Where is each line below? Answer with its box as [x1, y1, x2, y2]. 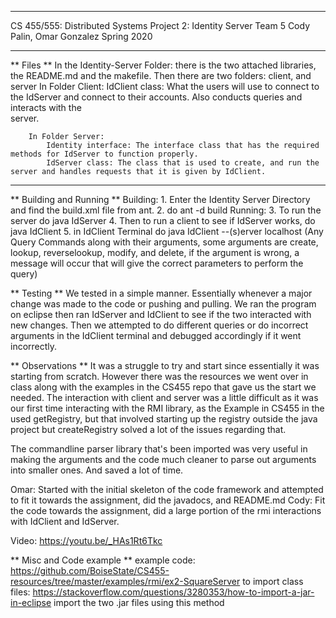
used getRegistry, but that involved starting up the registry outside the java [10, 413, 318, 425]
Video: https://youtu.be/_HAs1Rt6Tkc [10, 535, 163, 546]
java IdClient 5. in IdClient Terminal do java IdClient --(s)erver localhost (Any [10, 226, 324, 237]
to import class [242, 576, 304, 587]
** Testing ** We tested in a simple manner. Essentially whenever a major [10, 287, 313, 299]
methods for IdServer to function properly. [10, 149, 199, 159]
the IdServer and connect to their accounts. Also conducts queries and [10, 91, 303, 103]
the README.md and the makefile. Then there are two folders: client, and [10, 70, 312, 81]
